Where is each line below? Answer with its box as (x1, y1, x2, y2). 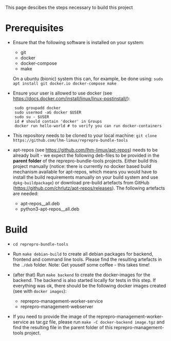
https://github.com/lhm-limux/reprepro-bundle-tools (12, 138, 128, 143)
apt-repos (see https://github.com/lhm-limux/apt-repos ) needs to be (12, 146, 158, 153)
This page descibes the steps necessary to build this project (5, 5, 133, 10)
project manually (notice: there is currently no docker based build (12, 163, 151, 169)
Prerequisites (5, 23, 64, 34)
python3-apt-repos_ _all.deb (20, 205, 80, 212)
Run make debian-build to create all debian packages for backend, (12, 251, 154, 257)
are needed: (12, 190, 39, 197)
